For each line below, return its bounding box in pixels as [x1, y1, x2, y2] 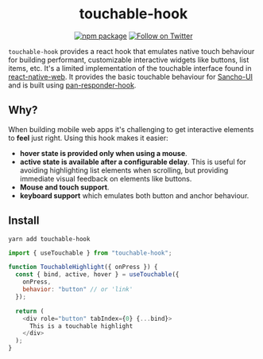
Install [8, 214, 40, 228]
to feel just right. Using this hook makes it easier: [8, 133, 168, 142]
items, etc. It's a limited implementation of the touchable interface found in [8, 63, 252, 72]
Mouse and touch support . [19, 182, 110, 192]
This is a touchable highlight [29, 322, 133, 330]
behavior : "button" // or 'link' [22, 286, 133, 294]
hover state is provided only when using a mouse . [19, 148, 188, 158]
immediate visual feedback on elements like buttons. [19, 174, 192, 183]
